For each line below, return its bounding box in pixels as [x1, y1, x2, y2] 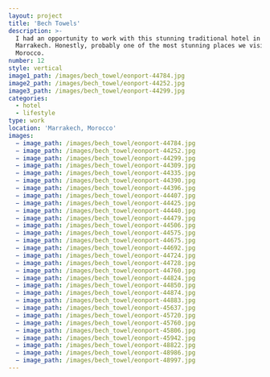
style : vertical [8, 64, 63, 72]
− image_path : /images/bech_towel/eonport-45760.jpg [15, 319, 196, 327]
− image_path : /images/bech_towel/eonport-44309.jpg [15, 162, 196, 170]
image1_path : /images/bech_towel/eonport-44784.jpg [8, 72, 185, 80]
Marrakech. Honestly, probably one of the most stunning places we [15, 42, 247, 50]
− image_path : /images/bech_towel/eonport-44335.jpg [15, 169, 196, 177]
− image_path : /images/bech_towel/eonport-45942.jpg [15, 333, 196, 342]
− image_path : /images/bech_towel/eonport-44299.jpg [15, 154, 196, 162]
